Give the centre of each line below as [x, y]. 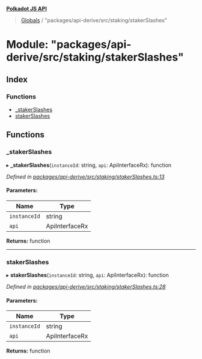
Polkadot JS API [26, 9]
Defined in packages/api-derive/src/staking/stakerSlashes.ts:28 [86, 287]
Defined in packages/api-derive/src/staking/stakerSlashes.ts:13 [85, 176]
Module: [27, 45]
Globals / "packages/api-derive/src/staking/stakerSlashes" [94, 20]
